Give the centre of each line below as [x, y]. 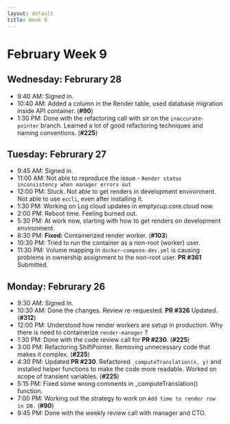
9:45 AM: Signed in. [45, 171]
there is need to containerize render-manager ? [82, 332]
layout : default [30, 13]
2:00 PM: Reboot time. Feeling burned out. [77, 214]
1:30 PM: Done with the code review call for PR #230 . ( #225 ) [103, 340]
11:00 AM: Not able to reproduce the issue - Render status [99, 178]
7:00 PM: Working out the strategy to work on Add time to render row [116, 398]
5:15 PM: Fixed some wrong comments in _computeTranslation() [107, 384]
